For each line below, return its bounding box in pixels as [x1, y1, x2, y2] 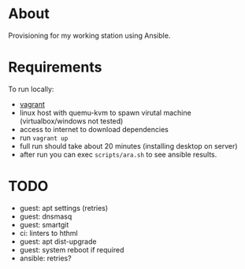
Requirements [8, 58, 102, 76]
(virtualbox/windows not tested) [19, 116, 124, 126]
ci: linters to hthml [19, 228, 78, 238]
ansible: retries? [19, 253, 72, 263]
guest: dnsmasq [19, 212, 72, 221]
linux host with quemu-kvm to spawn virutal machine [19, 108, 191, 117]
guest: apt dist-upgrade [19, 237, 97, 246]
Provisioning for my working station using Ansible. [8, 31, 171, 40]
